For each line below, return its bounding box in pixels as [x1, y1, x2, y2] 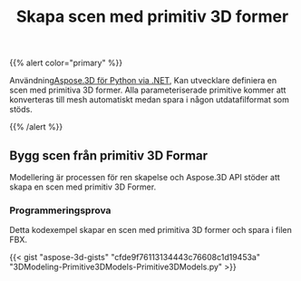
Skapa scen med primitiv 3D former [15, 6, 289, 27]
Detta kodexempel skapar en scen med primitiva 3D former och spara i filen [9, 225, 293, 236]
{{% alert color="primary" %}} [9, 57, 123, 69]
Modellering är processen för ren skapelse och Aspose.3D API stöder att [9, 172, 281, 182]
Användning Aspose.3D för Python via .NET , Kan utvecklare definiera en [9, 75, 277, 86]
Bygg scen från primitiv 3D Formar [9, 148, 209, 163]
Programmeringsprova [9, 204, 112, 217]
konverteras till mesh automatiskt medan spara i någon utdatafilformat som [9, 94, 290, 105]
